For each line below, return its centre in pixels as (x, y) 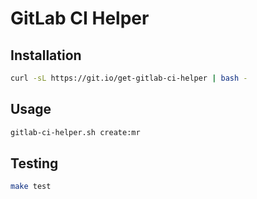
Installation (46, 55)
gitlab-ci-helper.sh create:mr (75, 132)
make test (31, 187)
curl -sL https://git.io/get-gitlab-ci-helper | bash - (129, 78)
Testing (34, 163)
